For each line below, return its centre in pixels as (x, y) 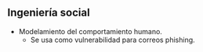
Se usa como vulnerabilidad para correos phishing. (112, 40)
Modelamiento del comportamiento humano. (90, 31)
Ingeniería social (49, 13)
